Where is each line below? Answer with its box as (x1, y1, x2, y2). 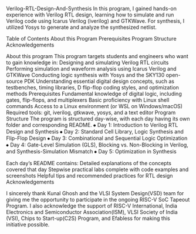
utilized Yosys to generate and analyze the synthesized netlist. (6, 24, 157, 31)
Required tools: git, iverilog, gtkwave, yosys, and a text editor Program (6, 109, 176, 116)
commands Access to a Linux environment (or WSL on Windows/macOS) (6, 103, 183, 109)
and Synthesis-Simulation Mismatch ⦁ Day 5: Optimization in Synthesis (6, 148, 177, 155)
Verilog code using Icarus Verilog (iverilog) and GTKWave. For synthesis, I (6, 18, 185, 24)
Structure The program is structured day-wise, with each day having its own (6, 115, 190, 122)
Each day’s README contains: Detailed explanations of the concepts (6, 160, 172, 166)
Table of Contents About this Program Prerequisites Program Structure (6, 35, 177, 42)
